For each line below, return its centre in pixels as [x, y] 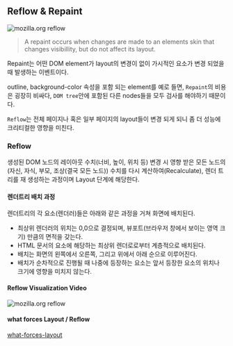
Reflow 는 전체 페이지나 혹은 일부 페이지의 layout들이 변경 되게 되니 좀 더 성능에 [114, 119]
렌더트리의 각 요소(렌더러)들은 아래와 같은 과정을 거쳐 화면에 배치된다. [102, 213]
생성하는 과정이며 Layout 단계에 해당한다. [83, 179]
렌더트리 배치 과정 [31, 197]
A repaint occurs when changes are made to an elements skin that [119, 42]
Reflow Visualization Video [47, 288]
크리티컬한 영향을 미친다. [41, 127]
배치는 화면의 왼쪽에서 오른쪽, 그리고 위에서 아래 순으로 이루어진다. [107, 254]
